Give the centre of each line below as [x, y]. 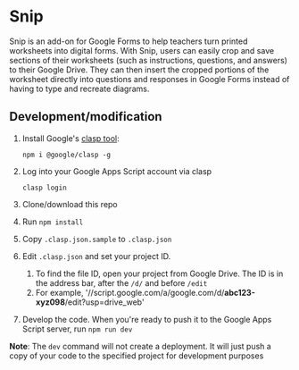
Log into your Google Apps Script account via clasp [117, 171]
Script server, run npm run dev [77, 329]
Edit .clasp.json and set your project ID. [96, 256]
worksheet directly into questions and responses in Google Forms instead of [149, 79]
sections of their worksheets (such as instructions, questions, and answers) [149, 60]
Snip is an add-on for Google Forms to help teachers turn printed [129, 41]
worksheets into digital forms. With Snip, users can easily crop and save [142, 50]
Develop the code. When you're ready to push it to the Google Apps [147, 319]
